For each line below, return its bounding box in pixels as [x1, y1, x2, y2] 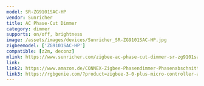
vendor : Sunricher [6, 15, 53, 21]
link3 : [6, 71, 23, 77]
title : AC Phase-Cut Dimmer [6, 20, 78, 26]
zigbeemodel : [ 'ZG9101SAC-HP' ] [6, 43, 86, 49]
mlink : [6, 54, 23, 60]
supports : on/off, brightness [6, 31, 83, 38]
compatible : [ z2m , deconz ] [6, 48, 75, 55]
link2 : [6, 65, 23, 71]
